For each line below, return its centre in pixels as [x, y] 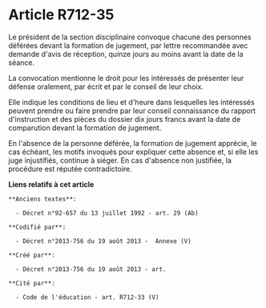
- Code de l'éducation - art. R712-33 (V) [87, 297]
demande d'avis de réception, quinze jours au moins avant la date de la [126, 54]
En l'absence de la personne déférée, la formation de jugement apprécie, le [133, 143]
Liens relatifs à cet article [51, 184]
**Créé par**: [32, 255]
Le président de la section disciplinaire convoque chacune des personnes [130, 37]
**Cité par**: [32, 283]
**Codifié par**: [37, 227]
